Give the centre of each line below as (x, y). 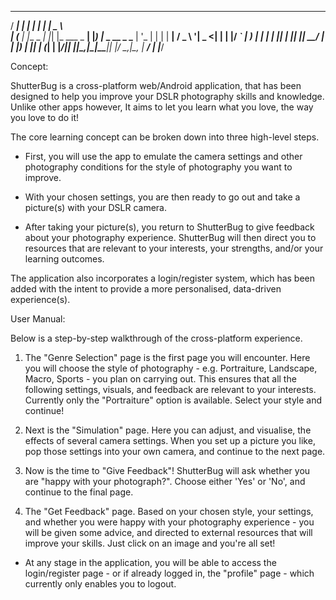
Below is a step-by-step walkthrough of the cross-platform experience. (156, 338)
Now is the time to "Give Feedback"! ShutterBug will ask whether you (167, 470)
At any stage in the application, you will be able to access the (150, 562)
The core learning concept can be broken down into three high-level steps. (165, 137)
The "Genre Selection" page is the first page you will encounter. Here (167, 357)
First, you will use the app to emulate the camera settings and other (163, 156)
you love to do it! (45, 117)
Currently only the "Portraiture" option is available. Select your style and (173, 400)
